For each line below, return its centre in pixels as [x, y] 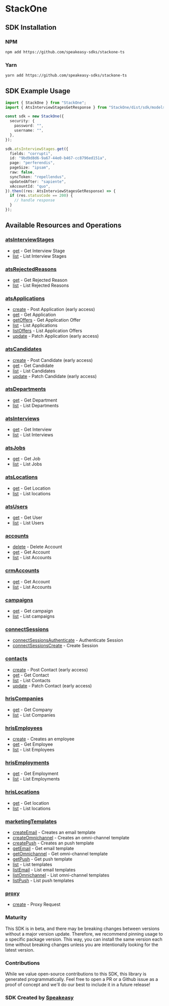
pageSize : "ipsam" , [30, 168]
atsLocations [21, 477]
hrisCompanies [24, 699]
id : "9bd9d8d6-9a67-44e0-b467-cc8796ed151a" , [58, 158]
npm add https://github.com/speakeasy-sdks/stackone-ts [65, 52]
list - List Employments [36, 779]
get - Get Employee [33, 744]
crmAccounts [22, 571]
